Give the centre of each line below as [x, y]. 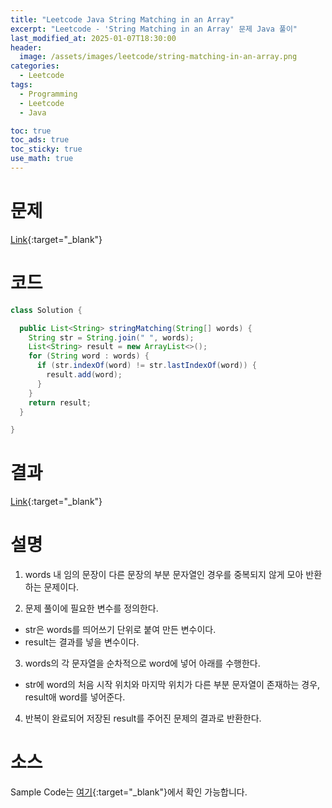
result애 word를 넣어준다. [75, 697]
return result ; [60, 402]
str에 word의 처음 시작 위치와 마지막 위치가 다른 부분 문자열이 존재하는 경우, [172, 685]
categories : [35, 66]
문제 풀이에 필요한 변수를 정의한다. [91, 608]
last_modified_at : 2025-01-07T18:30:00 [93, 38]
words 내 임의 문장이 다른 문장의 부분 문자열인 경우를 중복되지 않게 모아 [164, 575]
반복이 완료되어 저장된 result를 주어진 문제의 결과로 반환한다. [143, 718]
